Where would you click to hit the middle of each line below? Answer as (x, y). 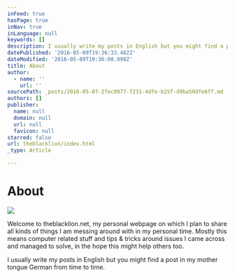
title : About (26, 66)
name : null (29, 111)
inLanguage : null (33, 33)
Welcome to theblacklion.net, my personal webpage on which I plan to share (117, 223)
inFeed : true (26, 14)
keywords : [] (26, 40)
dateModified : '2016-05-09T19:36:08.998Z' (70, 60)
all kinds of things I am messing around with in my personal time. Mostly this (117, 231)
